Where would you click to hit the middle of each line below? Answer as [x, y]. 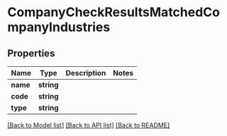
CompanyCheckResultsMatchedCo [113, 12]
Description [86, 73]
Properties [31, 53]
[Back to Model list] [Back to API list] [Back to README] [89, 125]
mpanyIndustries [59, 27]
